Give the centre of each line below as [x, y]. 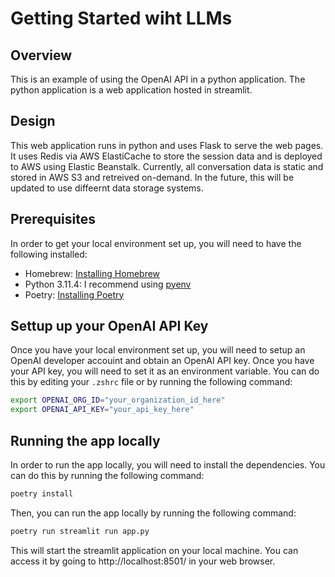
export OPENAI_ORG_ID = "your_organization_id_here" [118, 400]
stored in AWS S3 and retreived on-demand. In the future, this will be [152, 177]
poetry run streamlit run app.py [80, 531]
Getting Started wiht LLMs [121, 18]
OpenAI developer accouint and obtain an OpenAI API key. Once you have [162, 361]
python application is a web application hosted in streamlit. [131, 90]
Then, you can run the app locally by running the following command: [153, 513]
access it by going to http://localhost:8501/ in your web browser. [143, 561]
